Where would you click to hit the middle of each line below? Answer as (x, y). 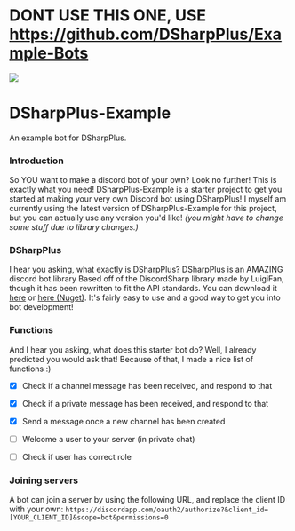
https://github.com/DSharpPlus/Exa (146, 34)
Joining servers (44, 480)
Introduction (36, 161)
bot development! (41, 307)
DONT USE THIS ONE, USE (108, 16)
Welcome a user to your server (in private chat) (108, 439)
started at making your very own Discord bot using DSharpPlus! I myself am (148, 199)
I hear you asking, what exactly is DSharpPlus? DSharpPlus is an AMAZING (146, 269)
